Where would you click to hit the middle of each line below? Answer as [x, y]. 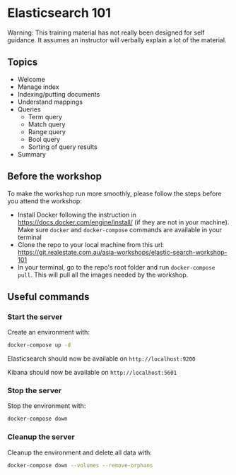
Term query [45, 116]
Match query [47, 124]
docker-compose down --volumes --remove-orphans [80, 465]
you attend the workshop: [45, 201]
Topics [23, 62]
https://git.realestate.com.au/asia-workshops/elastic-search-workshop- [122, 252]
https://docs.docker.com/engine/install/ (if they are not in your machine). [123, 222]
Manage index [38, 87]
